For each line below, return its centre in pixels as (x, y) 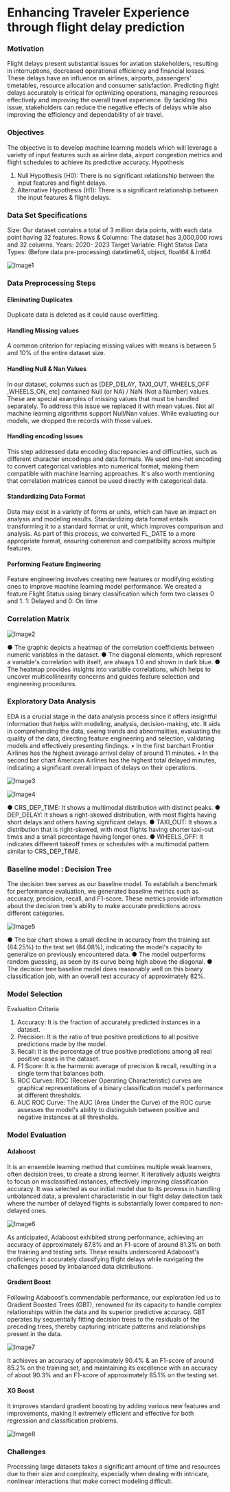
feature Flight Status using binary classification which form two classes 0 (111, 594)
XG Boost (21, 1391)
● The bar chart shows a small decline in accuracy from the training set (109, 940)
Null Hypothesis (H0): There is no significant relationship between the (116, 175)
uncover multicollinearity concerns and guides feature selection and (104, 676)
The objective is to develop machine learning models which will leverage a (112, 147)
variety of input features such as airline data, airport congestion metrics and (115, 155)
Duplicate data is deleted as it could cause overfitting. (83, 315)
